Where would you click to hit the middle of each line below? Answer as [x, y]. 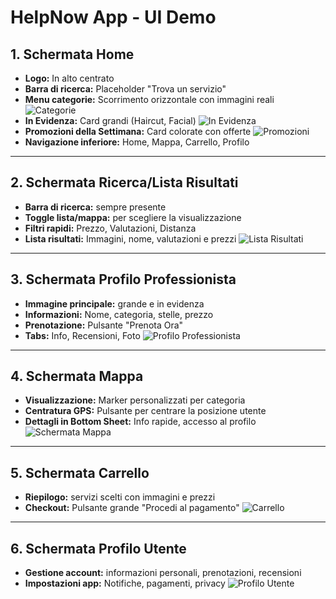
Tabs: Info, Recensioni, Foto [82, 335]
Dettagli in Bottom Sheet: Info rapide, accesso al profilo [140, 422]
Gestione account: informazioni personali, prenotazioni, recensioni [163, 573]
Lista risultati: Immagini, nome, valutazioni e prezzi [130, 238]
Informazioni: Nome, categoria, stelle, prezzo [119, 314]
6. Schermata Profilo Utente [98, 548]
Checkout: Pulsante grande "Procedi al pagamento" [132, 508]
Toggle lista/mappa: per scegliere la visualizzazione [133, 217]
